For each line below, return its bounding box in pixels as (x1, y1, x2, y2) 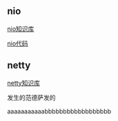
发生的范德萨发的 (7, 93, 56, 102)
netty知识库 (7, 78, 40, 87)
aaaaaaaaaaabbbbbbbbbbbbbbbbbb (7, 107, 112, 115)
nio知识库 (7, 24, 35, 33)
